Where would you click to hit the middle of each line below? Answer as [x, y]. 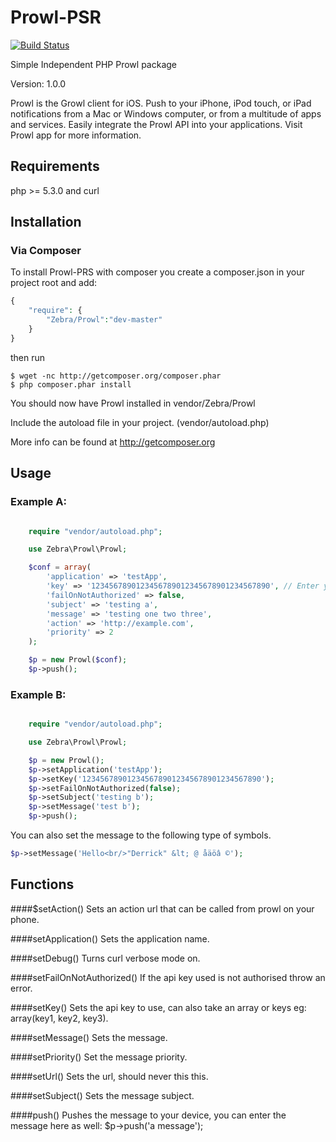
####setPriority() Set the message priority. [99, 1057]
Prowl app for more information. [76, 135]
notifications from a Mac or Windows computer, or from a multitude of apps [166, 113]
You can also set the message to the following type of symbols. [141, 835]
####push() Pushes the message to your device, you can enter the [148, 1115]
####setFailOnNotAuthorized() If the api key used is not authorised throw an [168, 977]
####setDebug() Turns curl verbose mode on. [105, 958]
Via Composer [46, 251]
